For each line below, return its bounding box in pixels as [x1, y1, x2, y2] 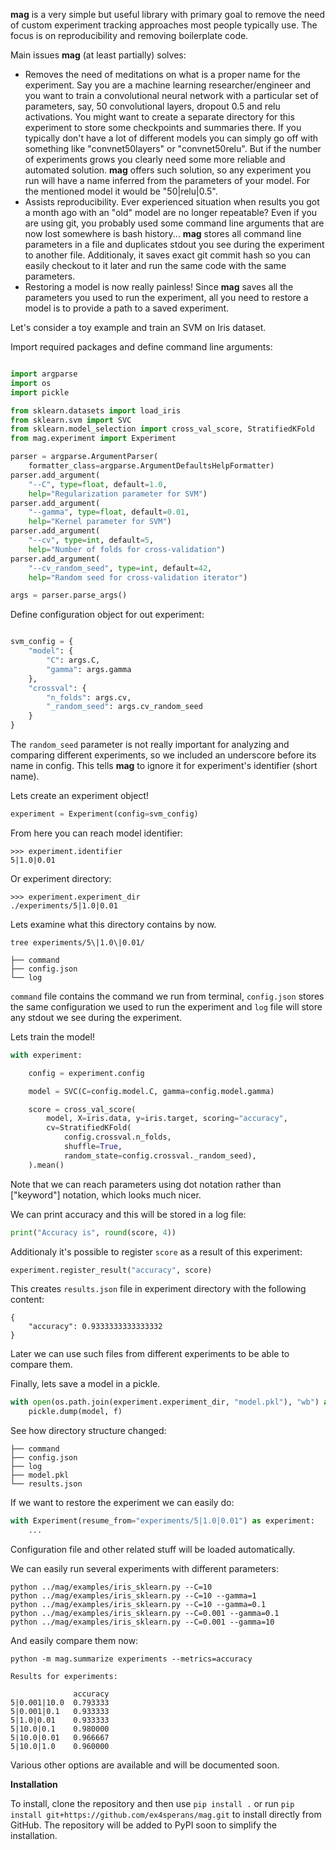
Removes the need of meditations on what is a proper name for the [24, 69, 301, 80]
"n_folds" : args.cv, [46, 692, 132, 703]
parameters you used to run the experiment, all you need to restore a [24, 292, 309, 303]
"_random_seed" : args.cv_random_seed [46, 702, 203, 712]
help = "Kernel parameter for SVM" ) [28, 517, 172, 527]
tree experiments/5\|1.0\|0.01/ [10, 937, 145, 948]
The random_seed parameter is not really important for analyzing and [10, 739, 290, 750]
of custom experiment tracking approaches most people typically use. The [10, 19, 318, 31]
